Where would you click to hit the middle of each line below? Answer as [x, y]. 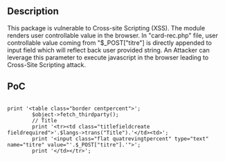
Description [33, 11]
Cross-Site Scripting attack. [47, 64]
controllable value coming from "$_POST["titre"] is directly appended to [110, 42]
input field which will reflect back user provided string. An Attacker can [108, 50]
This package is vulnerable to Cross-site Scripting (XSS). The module [106, 28]
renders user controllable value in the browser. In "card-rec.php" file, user [112, 35]
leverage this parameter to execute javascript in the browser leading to [108, 57]
